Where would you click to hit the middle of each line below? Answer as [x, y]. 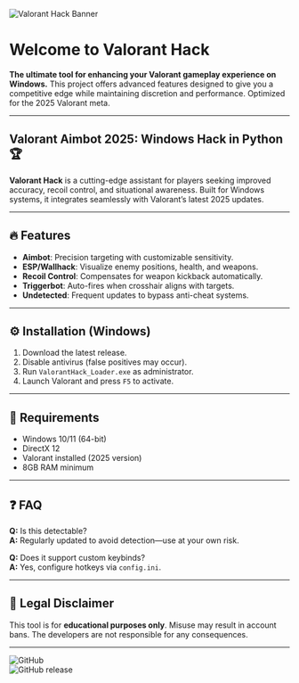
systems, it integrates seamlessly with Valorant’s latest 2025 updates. [137, 199]
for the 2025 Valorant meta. [60, 103]
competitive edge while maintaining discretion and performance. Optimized [147, 93]
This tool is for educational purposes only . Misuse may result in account [143, 625]
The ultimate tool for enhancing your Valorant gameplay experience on [143, 74]
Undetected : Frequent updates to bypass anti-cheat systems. [135, 295]
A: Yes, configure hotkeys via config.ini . [85, 567]
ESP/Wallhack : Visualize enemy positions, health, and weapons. [140, 267]
